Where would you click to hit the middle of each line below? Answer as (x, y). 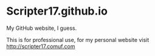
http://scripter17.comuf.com (41, 46)
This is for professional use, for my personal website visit (78, 40)
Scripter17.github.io (57, 11)
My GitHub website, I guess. (42, 28)
